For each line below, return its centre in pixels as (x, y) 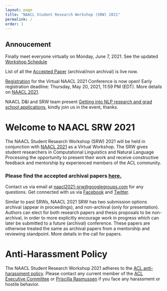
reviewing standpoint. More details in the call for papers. (64, 234)
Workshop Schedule (26, 62)
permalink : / (19, 19)
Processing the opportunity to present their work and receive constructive (82, 157)
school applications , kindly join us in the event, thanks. (62, 107)
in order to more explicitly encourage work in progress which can (92, 218)
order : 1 (14, 24)
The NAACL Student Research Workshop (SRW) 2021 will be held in (75, 141)
